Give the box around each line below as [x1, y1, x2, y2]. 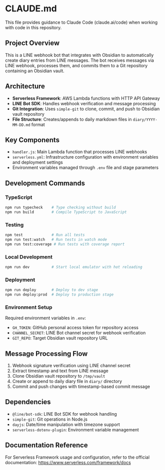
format [31, 122, 45, 128]
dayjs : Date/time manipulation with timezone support [12, 421, 120, 427]
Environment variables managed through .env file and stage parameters [12, 165, 159, 171]
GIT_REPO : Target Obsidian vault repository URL [12, 335, 108, 341]
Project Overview [5, 39, 60, 47]
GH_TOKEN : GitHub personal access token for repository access [12, 325, 139, 331]
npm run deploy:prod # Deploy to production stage [5, 292, 114, 297]
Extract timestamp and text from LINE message [12, 368, 109, 374]
